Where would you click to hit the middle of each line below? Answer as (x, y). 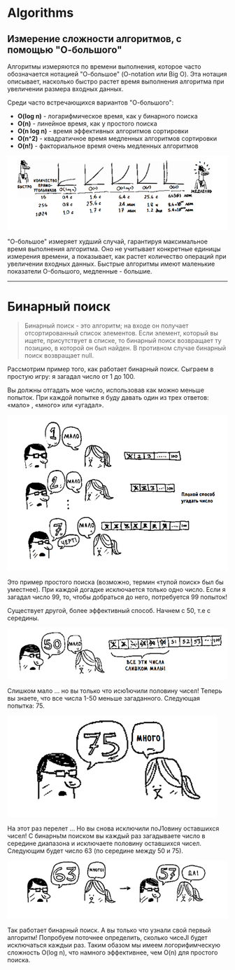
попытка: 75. (26, 706)
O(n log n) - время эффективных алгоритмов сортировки (103, 131)
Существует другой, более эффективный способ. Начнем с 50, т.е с (109, 611)
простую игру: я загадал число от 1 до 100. (71, 377)
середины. (23, 618)
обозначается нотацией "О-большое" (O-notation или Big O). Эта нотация (117, 74)
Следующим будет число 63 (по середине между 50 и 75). (95, 851)
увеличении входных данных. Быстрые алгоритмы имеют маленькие (111, 264)
